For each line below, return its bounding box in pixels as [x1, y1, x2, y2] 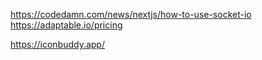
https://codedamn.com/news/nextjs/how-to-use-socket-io [10, 9, 252, 20]
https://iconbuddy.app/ [10, 39, 105, 50]
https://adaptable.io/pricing [10, 19, 123, 31]
